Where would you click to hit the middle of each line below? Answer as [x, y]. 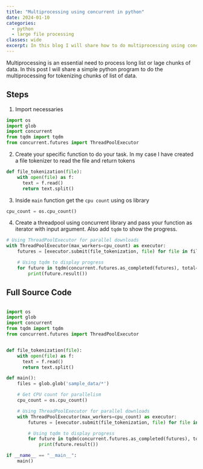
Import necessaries [39, 109]
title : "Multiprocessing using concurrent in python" [76, 12]
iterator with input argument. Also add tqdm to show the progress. [96, 229]
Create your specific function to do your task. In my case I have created [104, 154]
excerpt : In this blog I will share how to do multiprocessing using [96, 46]
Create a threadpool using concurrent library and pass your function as [103, 223]
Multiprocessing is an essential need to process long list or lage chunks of [98, 63]
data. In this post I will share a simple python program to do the [85, 69]
